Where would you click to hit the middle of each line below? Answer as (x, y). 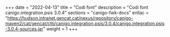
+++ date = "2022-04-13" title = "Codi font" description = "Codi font (77, 7)
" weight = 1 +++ (60, 29)
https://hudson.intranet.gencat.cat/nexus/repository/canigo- (70, 18)
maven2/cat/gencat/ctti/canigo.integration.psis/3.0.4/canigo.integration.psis (85, 23)
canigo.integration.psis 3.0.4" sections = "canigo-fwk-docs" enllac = (77, 13)
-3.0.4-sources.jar (24, 29)
